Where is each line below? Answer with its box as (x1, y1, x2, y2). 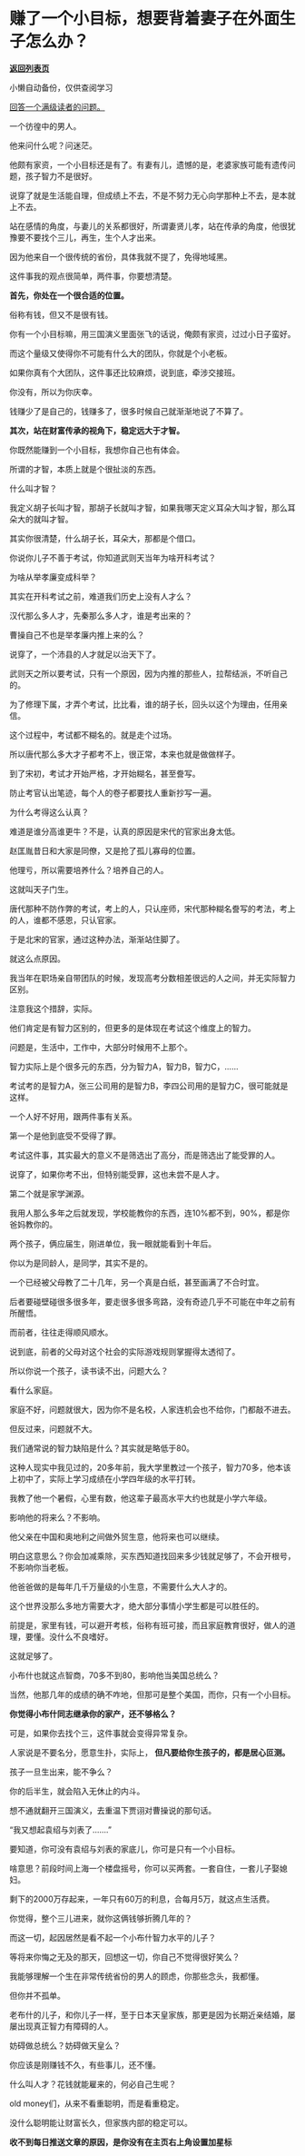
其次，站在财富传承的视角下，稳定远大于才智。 (9, 424, 184, 436)
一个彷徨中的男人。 (9, 120, 82, 132)
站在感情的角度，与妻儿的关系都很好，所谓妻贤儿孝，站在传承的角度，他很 (9, 220, 288, 232)
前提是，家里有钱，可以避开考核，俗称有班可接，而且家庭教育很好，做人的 (9, 1619, 288, 1631)
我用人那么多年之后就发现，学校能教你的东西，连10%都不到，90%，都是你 (9, 1207, 290, 1218)
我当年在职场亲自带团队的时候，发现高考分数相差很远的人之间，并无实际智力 (9, 972, 296, 983)
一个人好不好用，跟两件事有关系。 (9, 1110, 137, 1122)
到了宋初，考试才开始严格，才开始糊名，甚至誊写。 (9, 768, 201, 779)
